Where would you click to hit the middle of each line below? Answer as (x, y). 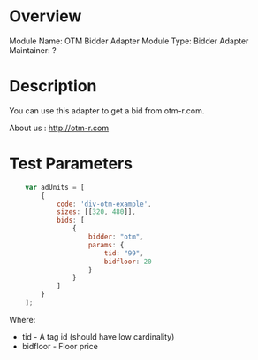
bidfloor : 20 (128, 262)
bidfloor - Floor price (60, 346)
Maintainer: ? (33, 50)
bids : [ (71, 220)
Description (53, 86)
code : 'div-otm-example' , (104, 204)
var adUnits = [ (55, 187)
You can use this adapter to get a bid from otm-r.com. (107, 110)
